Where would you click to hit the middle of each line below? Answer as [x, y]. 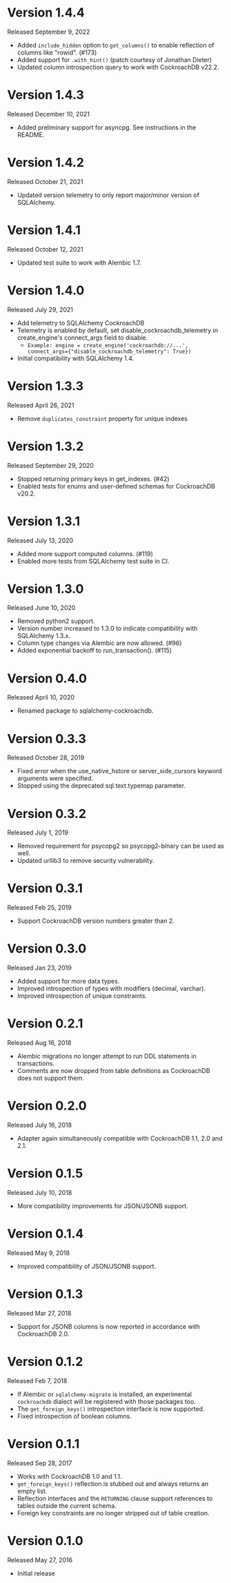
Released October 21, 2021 [45, 181]
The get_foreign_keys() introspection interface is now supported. [111, 1409]
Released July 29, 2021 [40, 309]
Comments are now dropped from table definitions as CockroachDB [113, 1071]
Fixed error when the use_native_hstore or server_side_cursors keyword [120, 771]
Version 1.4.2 [46, 163]
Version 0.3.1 [45, 889]
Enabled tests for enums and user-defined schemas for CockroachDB [116, 486]
